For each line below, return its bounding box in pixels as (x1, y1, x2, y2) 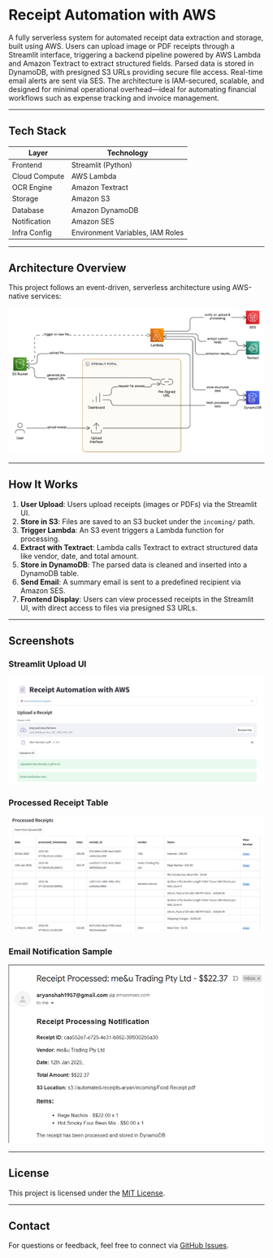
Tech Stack (8, 124, 67, 138)
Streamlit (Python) (71, 160, 132, 170)
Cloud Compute (11, 171, 65, 180)
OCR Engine (11, 183, 53, 192)
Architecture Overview (8, 261, 127, 275)
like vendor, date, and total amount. (19, 551, 139, 561)
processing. (19, 534, 61, 544)
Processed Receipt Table (8, 796, 109, 808)
